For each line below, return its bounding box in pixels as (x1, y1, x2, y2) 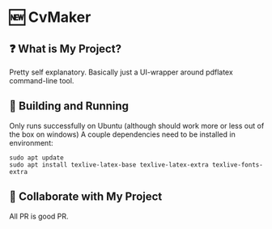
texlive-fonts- (211, 160, 264, 169)
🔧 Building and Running (9, 100, 129, 113)
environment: (9, 138, 53, 147)
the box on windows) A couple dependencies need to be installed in (9, 129, 236, 139)
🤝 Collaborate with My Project (9, 190, 163, 204)
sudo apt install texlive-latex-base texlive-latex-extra (9, 160, 209, 169)
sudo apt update (9, 154, 64, 162)
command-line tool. (9, 76, 74, 85)
